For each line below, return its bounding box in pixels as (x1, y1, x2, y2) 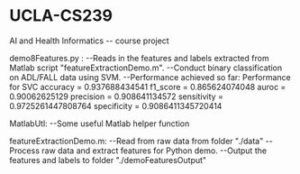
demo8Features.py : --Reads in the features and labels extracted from (9, 52, 269, 63)
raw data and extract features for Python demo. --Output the (41, 145, 268, 156)
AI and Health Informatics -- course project (9, 35, 169, 46)
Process (9, 145, 41, 156)
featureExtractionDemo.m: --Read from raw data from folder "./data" (9, 135, 264, 146)
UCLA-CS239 (9, 5, 114, 26)
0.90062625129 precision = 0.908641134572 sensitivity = (9, 91, 223, 102)
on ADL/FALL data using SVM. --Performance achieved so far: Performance (9, 71, 291, 82)
